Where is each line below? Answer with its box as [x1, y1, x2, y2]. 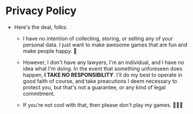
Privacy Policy [5, 4, 77, 18]
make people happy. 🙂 [22, 47, 77, 54]
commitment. [22, 90, 55, 97]
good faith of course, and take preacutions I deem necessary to [22, 78, 178, 85]
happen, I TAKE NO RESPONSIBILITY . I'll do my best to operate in [22, 71, 183, 78]
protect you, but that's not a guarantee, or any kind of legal [22, 83, 166, 90]
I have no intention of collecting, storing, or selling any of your [22, 35, 174, 42]
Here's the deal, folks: [14, 24, 68, 31]
